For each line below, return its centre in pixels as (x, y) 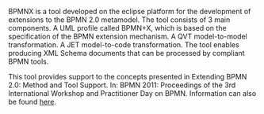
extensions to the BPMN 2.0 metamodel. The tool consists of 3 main (119, 20)
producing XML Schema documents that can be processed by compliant (126, 53)
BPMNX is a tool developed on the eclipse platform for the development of (130, 11)
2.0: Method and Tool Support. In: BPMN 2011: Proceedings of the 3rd (122, 85)
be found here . (33, 102)
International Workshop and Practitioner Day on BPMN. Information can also (132, 93)
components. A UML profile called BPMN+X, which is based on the (118, 28)
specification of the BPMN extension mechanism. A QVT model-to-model (128, 36)
